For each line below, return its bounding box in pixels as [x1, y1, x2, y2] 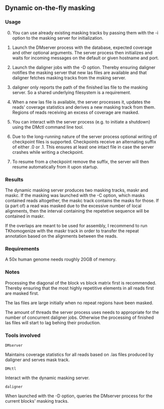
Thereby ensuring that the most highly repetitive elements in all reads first [5, 285, 154, 291]
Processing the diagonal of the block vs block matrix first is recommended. [5, 280, 157, 286]
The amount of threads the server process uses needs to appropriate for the [5, 309, 159, 315]
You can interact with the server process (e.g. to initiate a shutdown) [12, 119, 151, 124]
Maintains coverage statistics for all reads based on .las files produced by [5, 351, 154, 357]
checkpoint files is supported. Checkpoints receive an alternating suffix [12, 139, 157, 144]
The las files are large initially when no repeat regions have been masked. [5, 300, 153, 306]
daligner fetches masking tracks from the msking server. [12, 74, 126, 80]
